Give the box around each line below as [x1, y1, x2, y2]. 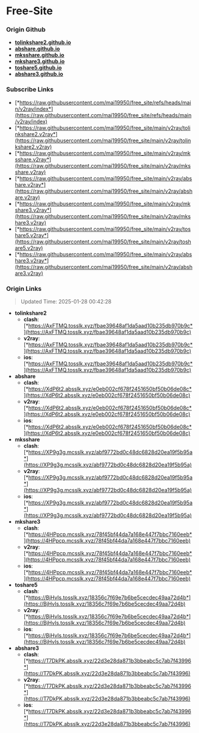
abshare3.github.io [14, 70, 63, 78]
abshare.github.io [14, 45, 60, 52]
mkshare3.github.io [14, 58, 65, 65]
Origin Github [6, 26, 46, 34]
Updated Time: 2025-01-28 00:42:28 [20, 298, 111, 305]
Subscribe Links [6, 85, 54, 93]
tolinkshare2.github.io [14, 39, 71, 46]
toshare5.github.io [14, 64, 62, 71]
